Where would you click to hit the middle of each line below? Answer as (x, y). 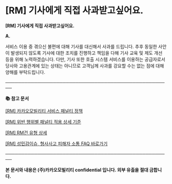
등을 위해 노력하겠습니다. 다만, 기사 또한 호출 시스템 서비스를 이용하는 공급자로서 (85, 59)
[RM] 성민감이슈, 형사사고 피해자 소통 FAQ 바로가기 (56, 144)
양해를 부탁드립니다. (25, 72)
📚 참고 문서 (17, 98)
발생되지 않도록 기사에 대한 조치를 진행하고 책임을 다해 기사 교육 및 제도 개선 (87, 53)
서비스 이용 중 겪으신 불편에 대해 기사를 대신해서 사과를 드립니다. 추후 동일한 (81, 46)
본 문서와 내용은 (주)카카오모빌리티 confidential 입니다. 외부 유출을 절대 (77, 170)
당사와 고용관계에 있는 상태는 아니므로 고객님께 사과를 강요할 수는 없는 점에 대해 (85, 66)
